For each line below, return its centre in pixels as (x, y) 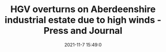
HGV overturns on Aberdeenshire (83, 9)
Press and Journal (83, 31)
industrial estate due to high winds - (83, 20)
